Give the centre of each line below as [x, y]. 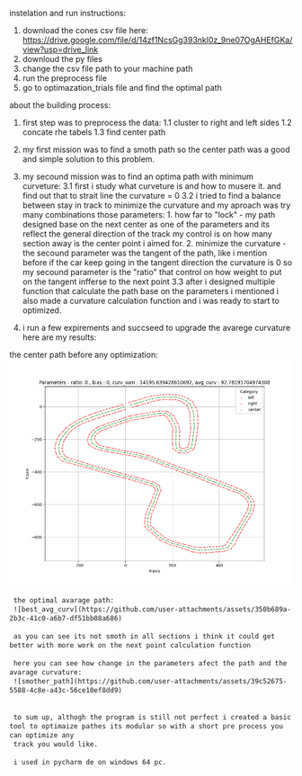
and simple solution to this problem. [89, 159]
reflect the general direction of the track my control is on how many [147, 234]
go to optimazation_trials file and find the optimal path [122, 88]
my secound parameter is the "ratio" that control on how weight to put [152, 272]
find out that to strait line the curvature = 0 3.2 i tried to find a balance [151, 196]
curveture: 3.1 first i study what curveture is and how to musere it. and [151, 186]
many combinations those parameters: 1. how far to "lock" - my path [149, 214]
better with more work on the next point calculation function [130, 646]
